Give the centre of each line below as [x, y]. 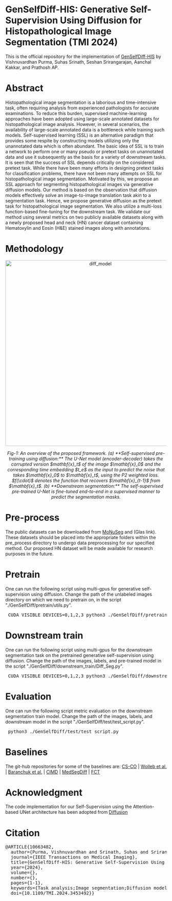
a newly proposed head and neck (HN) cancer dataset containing [74, 223]
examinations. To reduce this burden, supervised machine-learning [76, 113]
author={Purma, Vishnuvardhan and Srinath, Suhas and [79, 852]
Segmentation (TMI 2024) [62, 42]
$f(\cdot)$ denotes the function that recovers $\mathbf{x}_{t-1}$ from [86, 480]
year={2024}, [27, 868]
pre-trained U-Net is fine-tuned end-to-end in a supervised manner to [86, 491]
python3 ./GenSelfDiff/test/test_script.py [63, 731]
